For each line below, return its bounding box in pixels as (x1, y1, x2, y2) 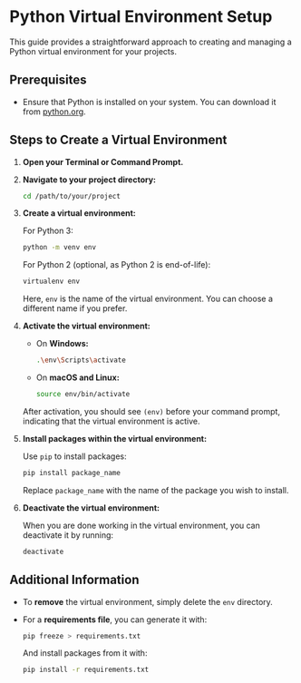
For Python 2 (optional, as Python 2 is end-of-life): (22, 259, 211, 270)
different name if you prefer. (22, 303, 128, 314)
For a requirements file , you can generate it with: (22, 614, 208, 625)
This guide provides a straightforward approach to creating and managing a (9, 36, 292, 47)
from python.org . (22, 106, 86, 117)
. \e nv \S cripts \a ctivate (35, 356, 127, 365)
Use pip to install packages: (22, 451, 127, 462)
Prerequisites (9, 73, 87, 88)
